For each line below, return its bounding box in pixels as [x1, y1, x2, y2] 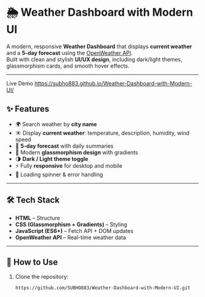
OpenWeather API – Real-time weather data [15, 234, 126, 241]
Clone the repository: [15, 273, 69, 281]
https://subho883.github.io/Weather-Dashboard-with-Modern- [34, 79, 192, 87]
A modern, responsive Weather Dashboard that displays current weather [6, 43, 192, 50]
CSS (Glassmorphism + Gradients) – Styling [15, 221, 128, 228]
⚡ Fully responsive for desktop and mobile [15, 162, 123, 169]
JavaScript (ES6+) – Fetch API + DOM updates [15, 227, 134, 234]
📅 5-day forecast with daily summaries [15, 142, 114, 149]
